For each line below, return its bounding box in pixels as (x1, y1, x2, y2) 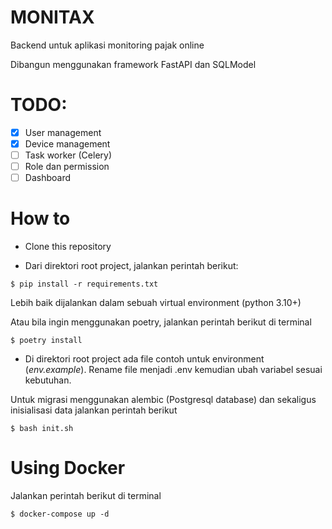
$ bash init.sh (10, 424, 74, 434)
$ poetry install (10, 336, 83, 346)
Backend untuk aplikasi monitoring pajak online (10, 39, 205, 51)
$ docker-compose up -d (10, 509, 110, 520)
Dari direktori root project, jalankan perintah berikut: (24, 260, 239, 272)
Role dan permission (24, 161, 110, 173)
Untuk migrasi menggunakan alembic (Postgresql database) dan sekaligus (10, 394, 317, 406)
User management (24, 126, 102, 138)
